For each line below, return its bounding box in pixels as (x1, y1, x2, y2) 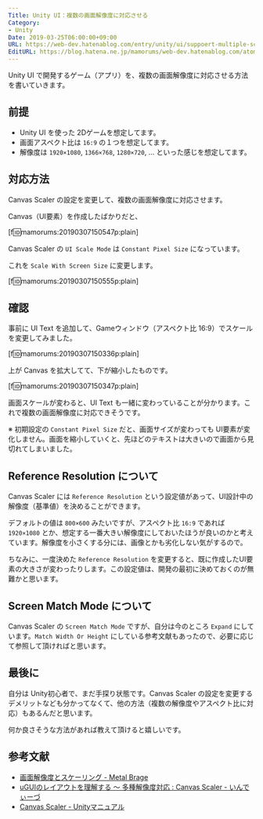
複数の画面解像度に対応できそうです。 (21, 408, 145, 417)
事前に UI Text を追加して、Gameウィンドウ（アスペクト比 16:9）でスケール (8, 323, 253, 333)
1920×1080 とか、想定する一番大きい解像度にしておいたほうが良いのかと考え (8, 528, 254, 537)
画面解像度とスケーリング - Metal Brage (19, 772, 149, 781)
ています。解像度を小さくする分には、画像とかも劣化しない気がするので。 (8, 538, 248, 548)
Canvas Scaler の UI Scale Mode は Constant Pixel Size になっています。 (8, 244, 244, 253)
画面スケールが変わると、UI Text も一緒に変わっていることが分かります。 (8, 398, 244, 408)
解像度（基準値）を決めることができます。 (8, 501, 145, 511)
